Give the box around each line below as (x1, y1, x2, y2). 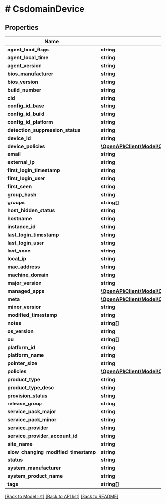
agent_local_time (7, 54, 49, 61)
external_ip (7, 159, 35, 165)
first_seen (7, 183, 32, 190)
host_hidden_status (7, 207, 55, 214)
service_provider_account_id (7, 432, 78, 439)
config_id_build (7, 110, 45, 117)
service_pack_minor (7, 416, 57, 423)
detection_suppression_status (7, 127, 81, 133)
